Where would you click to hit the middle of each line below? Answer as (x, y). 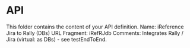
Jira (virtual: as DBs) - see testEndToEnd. (56, 39)
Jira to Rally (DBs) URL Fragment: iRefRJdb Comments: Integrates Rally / (95, 33)
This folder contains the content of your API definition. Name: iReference (95, 27)
